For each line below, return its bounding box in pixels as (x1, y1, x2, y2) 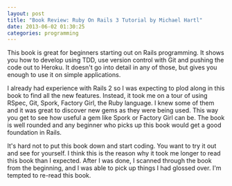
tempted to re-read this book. (7, 171, 91, 180)
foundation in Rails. (7, 128, 62, 137)
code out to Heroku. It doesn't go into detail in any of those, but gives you (7, 63, 217, 71)
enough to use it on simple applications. (7, 71, 121, 79)
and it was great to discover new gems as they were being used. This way (7, 106, 219, 115)
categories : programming (7, 29, 79, 37)
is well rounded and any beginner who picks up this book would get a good (7, 121, 222, 129)
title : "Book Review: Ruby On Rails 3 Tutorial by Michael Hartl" (7, 17, 203, 24)
